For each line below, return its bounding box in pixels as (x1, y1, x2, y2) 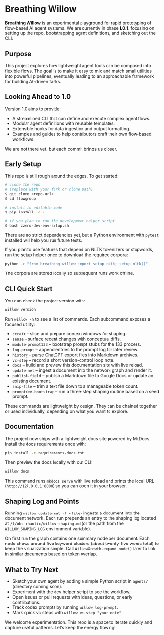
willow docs (5, 469, 29, 474)
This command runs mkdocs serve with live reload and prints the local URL (5, 478, 155, 484)
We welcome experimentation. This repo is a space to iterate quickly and (5, 619, 152, 625)
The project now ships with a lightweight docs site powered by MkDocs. (5, 435, 151, 441)
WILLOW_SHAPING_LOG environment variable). (5, 526, 92, 532)
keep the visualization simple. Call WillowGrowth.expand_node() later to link (5, 546, 156, 552)
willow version (5, 307, 36, 312)
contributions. (12, 599, 41, 605)
